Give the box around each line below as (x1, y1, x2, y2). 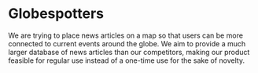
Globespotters (8, 5, 105, 23)
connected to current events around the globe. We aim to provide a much (8, 38, 246, 48)
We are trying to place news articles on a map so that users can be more (8, 31, 244, 40)
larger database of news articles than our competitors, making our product (8, 47, 250, 57)
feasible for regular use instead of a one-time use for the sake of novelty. (8, 56, 245, 65)
